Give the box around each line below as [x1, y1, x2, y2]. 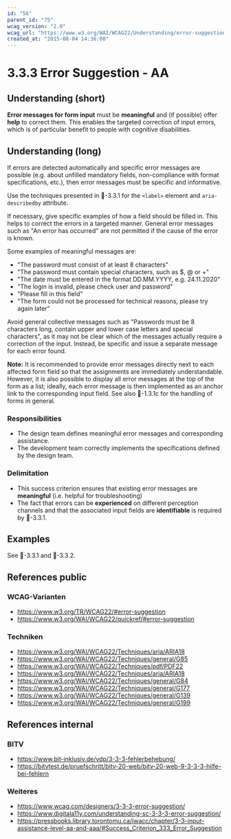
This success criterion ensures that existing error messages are [16, 484, 198, 492]
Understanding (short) [7, 92, 106, 104]
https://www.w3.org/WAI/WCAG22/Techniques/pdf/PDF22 [16, 662, 184, 671]
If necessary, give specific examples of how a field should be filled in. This [7, 212, 219, 220]
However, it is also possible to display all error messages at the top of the [7, 374, 214, 383]
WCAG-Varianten [7, 592, 67, 601]
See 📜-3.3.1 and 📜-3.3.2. [7, 551, 76, 560]
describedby [7, 200, 41, 207]
